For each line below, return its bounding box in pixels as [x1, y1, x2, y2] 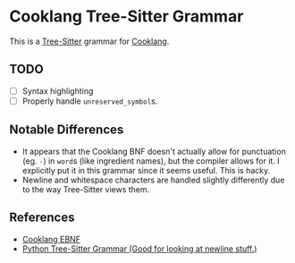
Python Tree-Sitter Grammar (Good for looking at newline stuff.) [21, 243, 257, 254]
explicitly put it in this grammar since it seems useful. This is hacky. [21, 165, 271, 175]
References [9, 210, 75, 225]
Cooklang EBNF [21, 233, 80, 244]
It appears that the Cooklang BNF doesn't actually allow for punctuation [21, 146, 286, 157]
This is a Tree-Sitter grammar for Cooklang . [9, 36, 170, 47]
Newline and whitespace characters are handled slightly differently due [21, 174, 285, 185]
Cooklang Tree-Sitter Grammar [9, 6, 244, 27]
